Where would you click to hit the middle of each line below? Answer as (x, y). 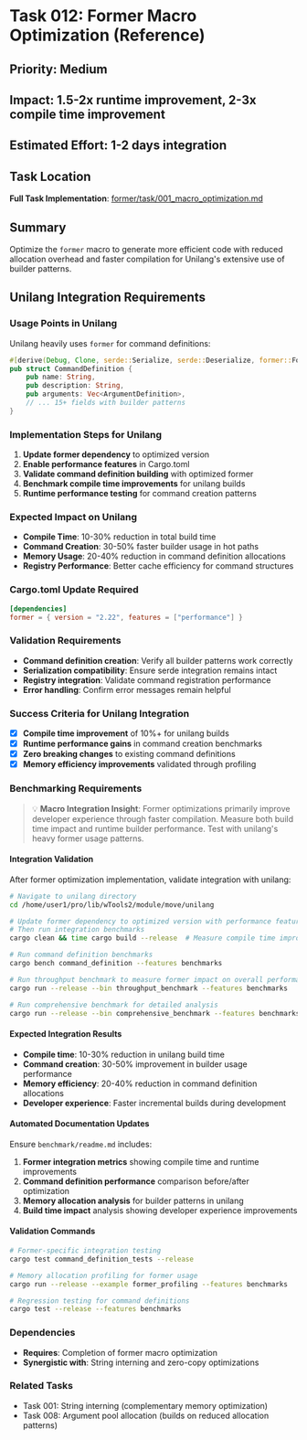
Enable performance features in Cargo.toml (106, 464)
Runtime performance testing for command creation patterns (140, 494)
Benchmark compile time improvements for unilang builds (134, 484)
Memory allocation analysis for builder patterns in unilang (133, 1200)
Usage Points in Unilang (64, 324)
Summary (38, 227)
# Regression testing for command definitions (100, 1301)
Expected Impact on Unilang (73, 517)
